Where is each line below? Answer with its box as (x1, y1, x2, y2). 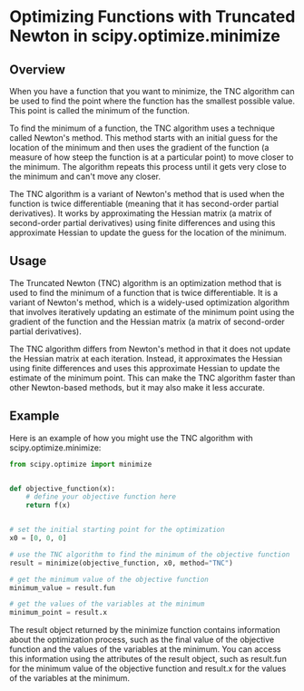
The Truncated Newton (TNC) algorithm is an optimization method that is (9, 277, 282, 288)
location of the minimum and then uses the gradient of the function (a (9, 143, 270, 153)
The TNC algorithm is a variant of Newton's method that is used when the (9, 189, 285, 199)
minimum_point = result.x (9, 608, 107, 617)
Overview (9, 62, 66, 77)
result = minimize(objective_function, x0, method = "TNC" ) (9, 558, 233, 568)
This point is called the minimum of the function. (9, 105, 191, 115)
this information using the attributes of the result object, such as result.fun (9, 654, 288, 665)
